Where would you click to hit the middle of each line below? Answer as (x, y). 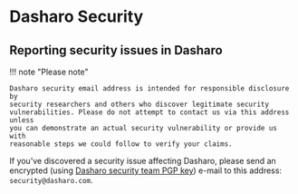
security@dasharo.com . (51, 180)
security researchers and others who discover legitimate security (139, 104)
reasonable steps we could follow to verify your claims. (121, 144)
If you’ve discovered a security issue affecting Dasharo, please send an (143, 161)
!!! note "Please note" (49, 72)
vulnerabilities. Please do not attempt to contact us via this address (149, 112)
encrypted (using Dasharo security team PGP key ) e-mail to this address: (146, 170)
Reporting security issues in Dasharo (116, 50)
